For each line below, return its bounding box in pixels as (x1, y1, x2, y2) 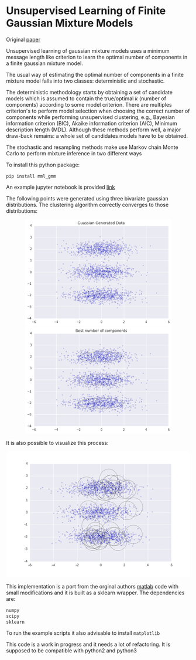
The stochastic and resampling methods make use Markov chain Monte (6, 144, 178, 151)
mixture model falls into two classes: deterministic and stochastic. (6, 77, 165, 84)
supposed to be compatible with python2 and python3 (6, 647, 137, 654)
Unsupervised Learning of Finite (6, 4, 166, 18)
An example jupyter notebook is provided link (6, 183, 115, 190)
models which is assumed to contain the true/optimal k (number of (6, 95, 167, 102)
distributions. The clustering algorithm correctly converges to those (6, 201, 169, 208)
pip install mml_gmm (6, 173, 57, 179)
